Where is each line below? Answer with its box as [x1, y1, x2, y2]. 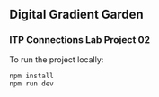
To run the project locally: [9, 53, 104, 65]
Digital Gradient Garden [9, 7, 144, 22]
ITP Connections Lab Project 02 [9, 34, 151, 46]
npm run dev [9, 79, 54, 88]
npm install [9, 71, 54, 80]
